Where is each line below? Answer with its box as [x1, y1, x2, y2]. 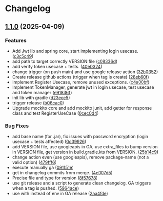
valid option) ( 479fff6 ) [12, 160, 57, 165]
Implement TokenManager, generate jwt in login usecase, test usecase [12, 84, 155, 90]
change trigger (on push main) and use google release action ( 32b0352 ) [12, 69, 158, 75]
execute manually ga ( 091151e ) [12, 164, 74, 171]
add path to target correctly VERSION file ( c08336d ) [12, 58, 118, 64]
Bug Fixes [5, 122, 29, 129]
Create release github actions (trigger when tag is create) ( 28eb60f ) [12, 74, 149, 80]
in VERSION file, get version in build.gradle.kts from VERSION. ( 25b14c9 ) [12, 149, 159, 155]
